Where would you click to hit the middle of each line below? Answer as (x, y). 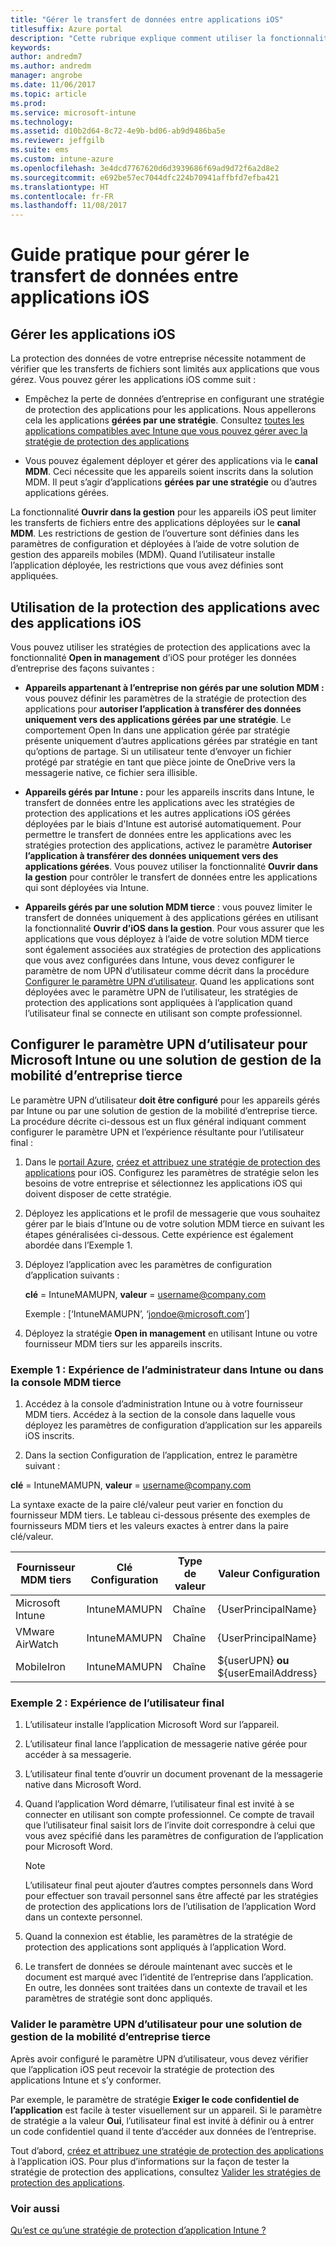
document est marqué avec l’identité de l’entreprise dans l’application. (169, 1977)
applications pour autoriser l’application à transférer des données (163, 708)
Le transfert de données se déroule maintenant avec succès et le (158, 1967)
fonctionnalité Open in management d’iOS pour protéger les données (153, 657)
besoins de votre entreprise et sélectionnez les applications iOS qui (163, 1183)
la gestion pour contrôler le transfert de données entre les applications (171, 877)
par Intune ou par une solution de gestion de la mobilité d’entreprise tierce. (164, 1110)
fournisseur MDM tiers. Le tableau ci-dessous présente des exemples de (160, 1515)
